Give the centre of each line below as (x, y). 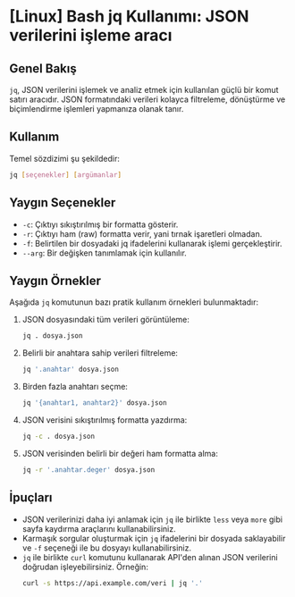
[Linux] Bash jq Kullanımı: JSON (129, 17)
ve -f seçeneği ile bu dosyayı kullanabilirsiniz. (107, 548)
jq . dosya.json (52, 336)
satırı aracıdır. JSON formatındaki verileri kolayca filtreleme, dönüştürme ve (147, 99)
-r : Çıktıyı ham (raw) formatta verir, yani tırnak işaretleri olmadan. (142, 233)
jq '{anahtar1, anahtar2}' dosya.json (94, 403)
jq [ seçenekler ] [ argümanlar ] (66, 175)
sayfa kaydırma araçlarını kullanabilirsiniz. (99, 528)
